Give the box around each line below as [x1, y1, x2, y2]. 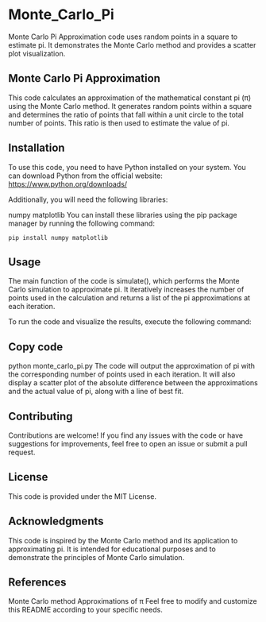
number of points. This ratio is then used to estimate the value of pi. [8, 118, 230, 128]
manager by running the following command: [8, 218, 155, 228]
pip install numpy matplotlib [8, 234, 109, 241]
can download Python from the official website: [8, 171, 163, 180]
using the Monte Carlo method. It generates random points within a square [8, 101, 253, 110]
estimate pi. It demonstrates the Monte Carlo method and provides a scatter [8, 40, 256, 49]
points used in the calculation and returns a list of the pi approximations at [8, 293, 251, 303]
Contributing [8, 409, 73, 423]
